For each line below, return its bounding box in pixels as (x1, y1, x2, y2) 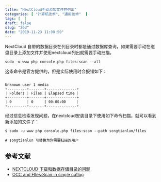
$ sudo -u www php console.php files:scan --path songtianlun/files (5, 129, 146, 133)
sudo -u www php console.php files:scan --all (5, 59, 101, 64)
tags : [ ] (5, 16, 27, 21)
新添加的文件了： (5, 119, 39, 124)
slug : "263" (5, 25, 29, 30)
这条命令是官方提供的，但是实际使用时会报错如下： (5, 68, 107, 74)
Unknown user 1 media (5, 83, 49, 87)
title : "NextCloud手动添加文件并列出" (5, 7, 77, 12)
